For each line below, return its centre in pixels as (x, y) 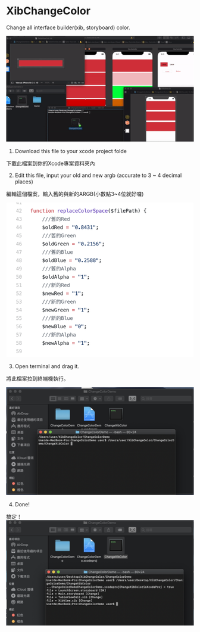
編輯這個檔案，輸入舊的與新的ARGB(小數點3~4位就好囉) (75, 194)
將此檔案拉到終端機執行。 (37, 378)
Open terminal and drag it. (47, 366)
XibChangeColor (49, 11)
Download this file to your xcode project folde (71, 151)
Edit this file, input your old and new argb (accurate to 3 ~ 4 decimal (98, 175)
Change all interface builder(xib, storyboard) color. (68, 27)
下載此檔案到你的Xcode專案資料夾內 (51, 163)
